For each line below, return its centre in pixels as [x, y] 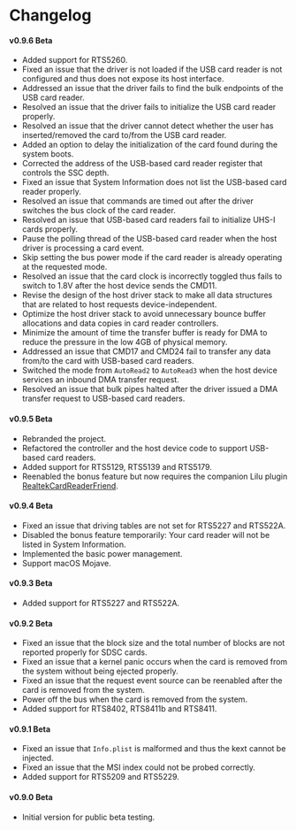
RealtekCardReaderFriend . [70, 485]
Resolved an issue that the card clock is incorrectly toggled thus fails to [152, 276]
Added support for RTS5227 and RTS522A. [100, 603]
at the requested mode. [65, 267]
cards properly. [49, 229]
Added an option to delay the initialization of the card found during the [150, 145]
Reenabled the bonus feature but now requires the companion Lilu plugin [155, 476]
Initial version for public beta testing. [88, 817]
